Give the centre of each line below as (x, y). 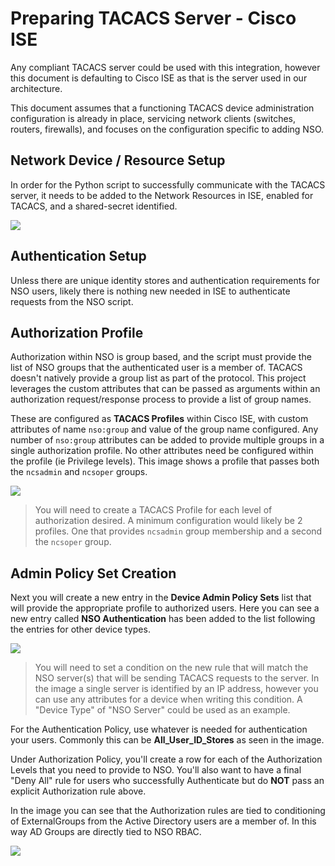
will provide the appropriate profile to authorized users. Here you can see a (165, 608)
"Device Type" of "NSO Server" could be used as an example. (162, 710)
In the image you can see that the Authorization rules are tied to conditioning (168, 811)
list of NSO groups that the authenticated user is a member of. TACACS (156, 368)
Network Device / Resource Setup (118, 160)
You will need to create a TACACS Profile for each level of (153, 510)
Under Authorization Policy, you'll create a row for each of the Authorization (166, 759)
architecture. (36, 88)
